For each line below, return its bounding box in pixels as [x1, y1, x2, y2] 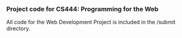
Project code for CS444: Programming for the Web [6, 5, 159, 13]
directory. [6, 25, 30, 32]
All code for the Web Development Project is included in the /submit [6, 19, 176, 26]
